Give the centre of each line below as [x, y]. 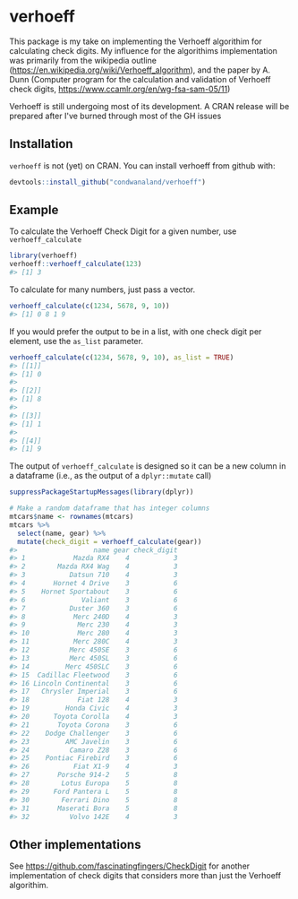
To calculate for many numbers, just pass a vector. [102, 290]
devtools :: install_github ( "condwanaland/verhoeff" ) [107, 182]
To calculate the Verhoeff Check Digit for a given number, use [123, 231]
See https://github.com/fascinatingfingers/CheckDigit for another [130, 866]
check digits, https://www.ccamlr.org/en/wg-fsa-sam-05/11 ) [120, 89]
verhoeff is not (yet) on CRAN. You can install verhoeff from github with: [142, 165]
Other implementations [75, 844]
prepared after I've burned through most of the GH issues [115, 116]
